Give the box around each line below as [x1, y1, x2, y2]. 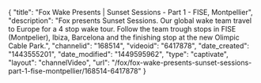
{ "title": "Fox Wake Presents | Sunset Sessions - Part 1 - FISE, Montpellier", [8, 8, 253, 17]
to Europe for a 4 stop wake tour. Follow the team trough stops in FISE [8, 25, 236, 33]
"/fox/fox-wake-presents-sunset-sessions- [111, 58, 252, 67]
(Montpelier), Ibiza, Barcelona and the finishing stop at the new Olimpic [8, 32, 240, 42]
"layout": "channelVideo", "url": [8, 58, 111, 67]
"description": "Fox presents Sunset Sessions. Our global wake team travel [8, 16, 252, 25]
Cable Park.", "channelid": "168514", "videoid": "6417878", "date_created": [8, 41, 250, 51]
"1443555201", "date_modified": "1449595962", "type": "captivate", [8, 50, 229, 58]
